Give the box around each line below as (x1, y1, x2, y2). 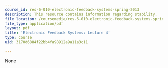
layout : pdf (5, 26, 30, 31)
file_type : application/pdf (5, 21, 64, 26)
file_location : (5, 16, 37, 21)
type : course (5, 35, 32, 40)
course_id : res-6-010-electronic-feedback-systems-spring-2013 (5, 7, 140, 12)
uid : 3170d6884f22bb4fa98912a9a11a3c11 (5, 40, 88, 45)
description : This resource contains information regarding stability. (5, 12, 157, 17)
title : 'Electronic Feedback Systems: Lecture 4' (5, 30, 111, 35)
